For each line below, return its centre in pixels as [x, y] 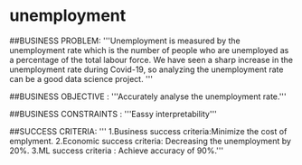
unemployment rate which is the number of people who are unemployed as [149, 50]
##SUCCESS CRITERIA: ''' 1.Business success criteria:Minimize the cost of [148, 131]
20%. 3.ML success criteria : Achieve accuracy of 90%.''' [117, 151]
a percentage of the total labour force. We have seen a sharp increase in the [151, 60]
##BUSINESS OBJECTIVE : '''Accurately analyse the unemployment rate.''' [148, 96]
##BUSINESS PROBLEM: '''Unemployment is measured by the [125, 41]
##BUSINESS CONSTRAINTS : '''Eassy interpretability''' [113, 114]
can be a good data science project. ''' [81, 78]
